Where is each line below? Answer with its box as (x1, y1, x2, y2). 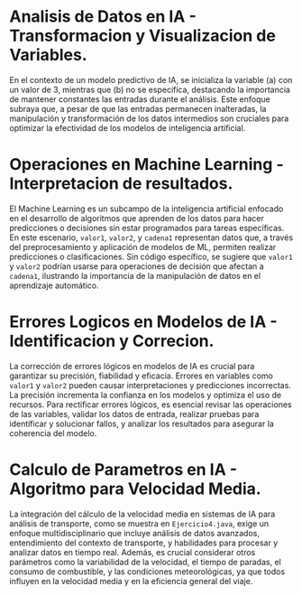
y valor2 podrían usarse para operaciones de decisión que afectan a (9, 260, 264, 272)
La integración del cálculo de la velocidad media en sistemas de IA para (9, 508, 276, 519)
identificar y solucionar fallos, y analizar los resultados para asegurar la (9, 418, 275, 429)
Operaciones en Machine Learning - (9, 154, 284, 175)
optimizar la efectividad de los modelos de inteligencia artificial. (9, 122, 246, 133)
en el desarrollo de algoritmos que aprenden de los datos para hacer (9, 212, 264, 223)
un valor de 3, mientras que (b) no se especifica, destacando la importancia (9, 84, 291, 95)
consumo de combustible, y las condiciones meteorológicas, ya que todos (9, 566, 286, 577)
